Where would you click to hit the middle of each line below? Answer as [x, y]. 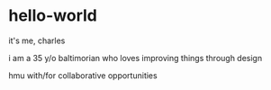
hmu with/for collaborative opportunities [83, 75]
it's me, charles [37, 40]
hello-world [53, 16]
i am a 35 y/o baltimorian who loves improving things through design [135, 58]
